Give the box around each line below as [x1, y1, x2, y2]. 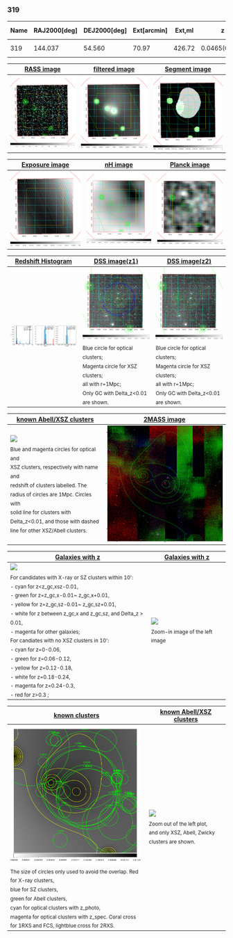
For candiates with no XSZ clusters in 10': [10, 638, 110, 645]
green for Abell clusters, [10, 895, 67, 902]
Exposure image [21, 161, 69, 169]
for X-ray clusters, [10, 878, 55, 884]
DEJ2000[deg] [83, 26, 127, 35]
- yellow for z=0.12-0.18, [10, 664, 73, 672]
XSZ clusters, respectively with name [10, 464, 98, 471]
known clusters [53, 711, 100, 720]
